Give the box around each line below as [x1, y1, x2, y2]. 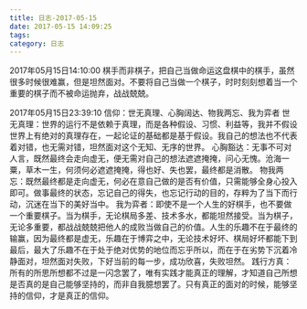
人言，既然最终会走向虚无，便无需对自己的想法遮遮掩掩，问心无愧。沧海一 [9, 153, 290, 165]
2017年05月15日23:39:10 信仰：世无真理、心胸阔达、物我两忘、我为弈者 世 [9, 107, 291, 119]
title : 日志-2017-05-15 [9, 13, 98, 23]
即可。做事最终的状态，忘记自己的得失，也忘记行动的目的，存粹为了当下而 [9, 187, 290, 198]
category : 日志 [9, 38, 65, 48]
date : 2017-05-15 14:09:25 [9, 22, 112, 31]
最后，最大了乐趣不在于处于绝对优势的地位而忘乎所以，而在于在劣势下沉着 [9, 244, 290, 256]
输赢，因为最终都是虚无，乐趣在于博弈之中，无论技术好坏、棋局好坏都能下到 [9, 233, 298, 244]
